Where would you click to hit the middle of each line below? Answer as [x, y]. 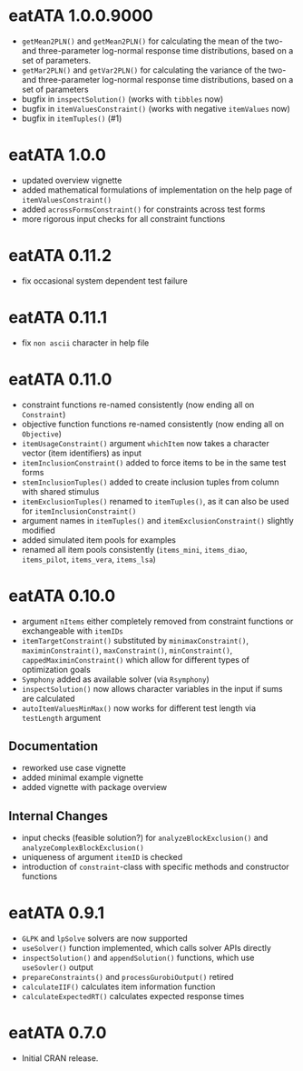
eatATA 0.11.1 [58, 317]
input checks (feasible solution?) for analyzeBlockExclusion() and [145, 838]
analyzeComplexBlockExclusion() [83, 848]
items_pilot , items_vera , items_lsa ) [88, 559]
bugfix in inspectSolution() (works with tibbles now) [122, 99]
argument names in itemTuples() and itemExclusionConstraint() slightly [157, 520]
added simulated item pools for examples [98, 540]
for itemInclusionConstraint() [79, 511]
